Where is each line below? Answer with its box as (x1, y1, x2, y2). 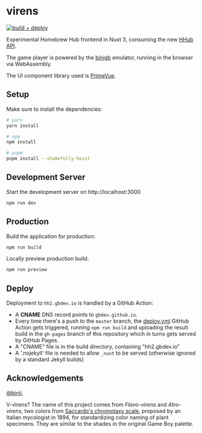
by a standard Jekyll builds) (14, 356, 84, 363)
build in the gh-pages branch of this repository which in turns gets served (14, 330, 196, 338)
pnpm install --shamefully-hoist (6, 155, 90, 162)
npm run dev (6, 200, 36, 206)
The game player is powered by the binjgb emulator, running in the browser (6, 54, 194, 61)
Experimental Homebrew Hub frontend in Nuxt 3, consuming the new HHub (6, 36, 194, 43)
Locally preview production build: (6, 255, 89, 263)
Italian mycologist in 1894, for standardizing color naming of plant (6, 414, 169, 421)
